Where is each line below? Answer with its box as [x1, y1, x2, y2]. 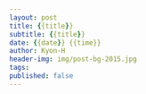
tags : [9, 64, 29, 73]
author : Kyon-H [9, 47, 66, 56]
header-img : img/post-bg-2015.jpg [9, 55, 138, 64]
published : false [9, 72, 74, 81]
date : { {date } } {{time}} [9, 38, 101, 47]
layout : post [9, 13, 58, 22]
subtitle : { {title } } [9, 30, 86, 38]
